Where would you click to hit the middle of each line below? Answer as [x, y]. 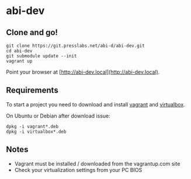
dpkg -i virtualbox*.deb [36, 132]
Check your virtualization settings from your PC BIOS [78, 170]
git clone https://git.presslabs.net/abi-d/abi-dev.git [75, 46]
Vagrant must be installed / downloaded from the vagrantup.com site [97, 163]
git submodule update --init [41, 56]
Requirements [32, 90]
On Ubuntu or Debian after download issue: [58, 116]
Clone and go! [32, 32]
